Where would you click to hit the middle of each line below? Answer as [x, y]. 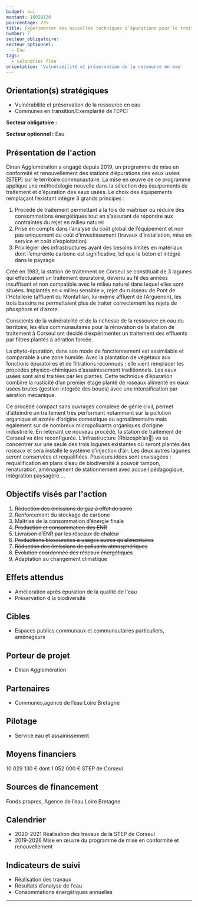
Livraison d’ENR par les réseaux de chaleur [67, 534]
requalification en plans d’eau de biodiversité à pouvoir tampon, [83, 463]
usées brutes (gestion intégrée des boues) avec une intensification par [92, 389]
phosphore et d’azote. [33, 309]
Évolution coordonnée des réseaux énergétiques [74, 552]
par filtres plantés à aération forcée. [49, 340]
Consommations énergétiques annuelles [64, 892]
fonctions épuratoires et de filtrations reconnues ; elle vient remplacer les [95, 364]
